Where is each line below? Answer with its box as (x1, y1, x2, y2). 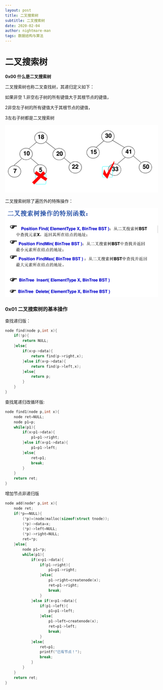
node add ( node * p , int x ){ (5, 501, 57, 506)
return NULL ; (22, 338, 49, 343)
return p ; (31, 374, 51, 379)
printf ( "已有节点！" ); (39, 650, 82, 655)
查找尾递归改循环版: (5, 399, 45, 405)
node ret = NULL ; (14, 414, 45, 419)
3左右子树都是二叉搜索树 (5, 115, 55, 121)
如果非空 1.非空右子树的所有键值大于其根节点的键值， (5, 94, 112, 100)
